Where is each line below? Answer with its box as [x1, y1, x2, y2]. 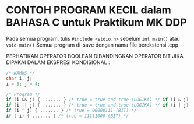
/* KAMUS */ [6, 70, 35, 76]
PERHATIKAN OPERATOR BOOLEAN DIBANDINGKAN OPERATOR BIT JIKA [6, 52, 184, 59]
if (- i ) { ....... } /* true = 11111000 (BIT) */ [6, 113, 129, 119]
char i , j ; [6, 75, 33, 82]
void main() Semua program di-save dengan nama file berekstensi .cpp [6, 41, 179, 48]
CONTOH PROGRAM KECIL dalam [6, 3, 172, 17]
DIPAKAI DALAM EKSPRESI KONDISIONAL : [6, 59, 110, 66]
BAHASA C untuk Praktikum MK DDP [6, 16, 187, 29]
